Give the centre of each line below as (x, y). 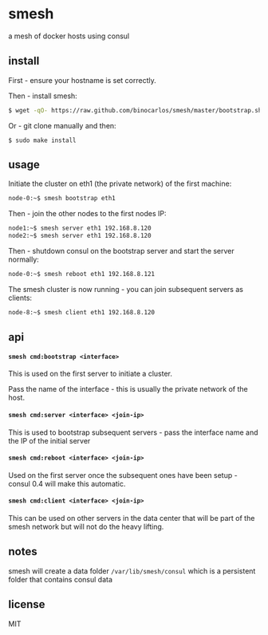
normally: (24, 259)
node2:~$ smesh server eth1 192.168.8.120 (80, 236)
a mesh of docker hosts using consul (69, 36)
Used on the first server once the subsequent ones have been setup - (123, 475)
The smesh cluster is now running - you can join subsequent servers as (126, 289)
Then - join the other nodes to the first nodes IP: (87, 214)
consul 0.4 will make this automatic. (67, 483)
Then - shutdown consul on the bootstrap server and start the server (122, 251)
